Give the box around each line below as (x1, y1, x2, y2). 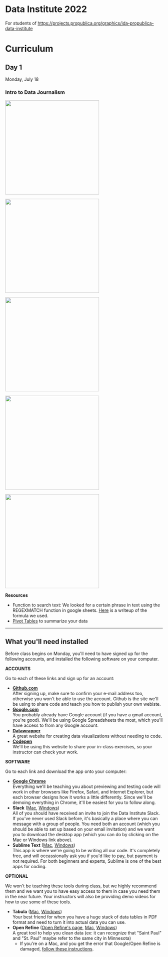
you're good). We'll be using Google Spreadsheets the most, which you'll (12, 717, 163, 723)
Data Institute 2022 (5, 4, 87, 15)
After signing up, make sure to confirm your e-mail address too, (12, 691, 143, 697)
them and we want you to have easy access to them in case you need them (5, 888, 160, 894)
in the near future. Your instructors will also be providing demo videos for (5, 894, 156, 900)
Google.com (12, 706, 39, 713)
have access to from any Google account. (12, 722, 99, 728)
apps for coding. (12, 864, 46, 870)
